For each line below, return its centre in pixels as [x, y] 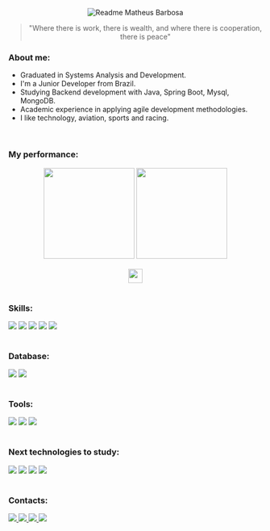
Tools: [21, 404]
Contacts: [28, 500]
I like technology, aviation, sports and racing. [94, 118]
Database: [29, 356]
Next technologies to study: [64, 452]
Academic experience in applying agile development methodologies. [134, 110]
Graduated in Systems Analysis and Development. [103, 75]
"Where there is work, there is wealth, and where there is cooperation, [145, 28]
